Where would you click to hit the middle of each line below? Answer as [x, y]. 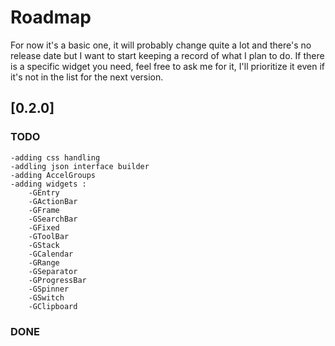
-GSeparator [53, 271]
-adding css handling [55, 157]
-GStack [44, 245]
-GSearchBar [53, 219]
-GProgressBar [57, 280]
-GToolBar [49, 236]
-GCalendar [51, 254]
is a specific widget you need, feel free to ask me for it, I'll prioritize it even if [167, 66]
